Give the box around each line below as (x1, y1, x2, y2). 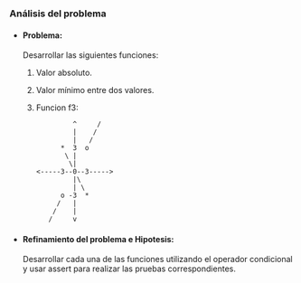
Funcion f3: (35, 102, 79, 113)
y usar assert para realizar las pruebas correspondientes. (22, 263, 237, 274)
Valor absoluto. (35, 67, 93, 79)
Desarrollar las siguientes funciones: (22, 50, 159, 61)
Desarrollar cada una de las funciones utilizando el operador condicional (22, 254, 293, 265)
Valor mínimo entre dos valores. (35, 85, 155, 96)
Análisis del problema (9, 7, 107, 20)
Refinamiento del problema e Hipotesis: (22, 233, 174, 244)
